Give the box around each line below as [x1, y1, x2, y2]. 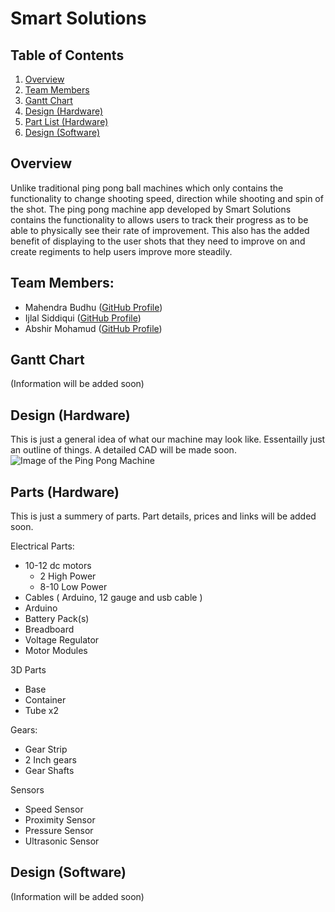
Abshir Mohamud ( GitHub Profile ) [24, 322, 163, 334]
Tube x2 [24, 705, 59, 717]
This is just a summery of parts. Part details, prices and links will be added [10, 510, 317, 522]
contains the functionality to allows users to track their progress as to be [10, 213, 309, 226]
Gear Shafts [24, 765, 75, 777]
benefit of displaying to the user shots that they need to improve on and [10, 235, 306, 247]
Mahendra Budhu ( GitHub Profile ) [24, 301, 163, 313]
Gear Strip [24, 743, 68, 756]
